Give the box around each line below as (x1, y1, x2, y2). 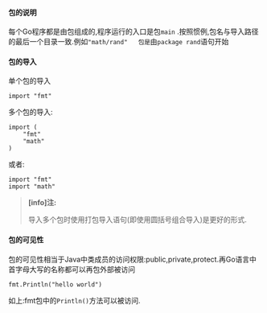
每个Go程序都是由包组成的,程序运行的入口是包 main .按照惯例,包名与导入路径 (8, 27, 259, 36)
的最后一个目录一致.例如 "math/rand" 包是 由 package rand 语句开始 (8, 37, 229, 47)
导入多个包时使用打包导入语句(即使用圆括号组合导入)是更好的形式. (27, 215, 248, 224)
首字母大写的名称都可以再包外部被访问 (8, 264, 135, 274)
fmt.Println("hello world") (8, 280, 103, 289)
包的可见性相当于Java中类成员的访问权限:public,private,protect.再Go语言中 (8, 254, 257, 264)
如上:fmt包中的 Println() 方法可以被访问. (8, 295, 141, 305)
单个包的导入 (8, 76, 51, 86)
